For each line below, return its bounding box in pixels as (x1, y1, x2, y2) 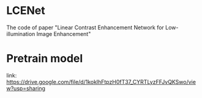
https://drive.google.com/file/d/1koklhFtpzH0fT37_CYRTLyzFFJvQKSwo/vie (6, 78, 196, 85)
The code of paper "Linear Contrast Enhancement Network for (6, 24, 164, 31)
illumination (6, 30, 36, 37)
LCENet (6, 4, 46, 18)
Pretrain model (6, 52, 83, 66)
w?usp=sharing (6, 85, 46, 92)
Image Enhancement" (36, 30, 91, 37)
